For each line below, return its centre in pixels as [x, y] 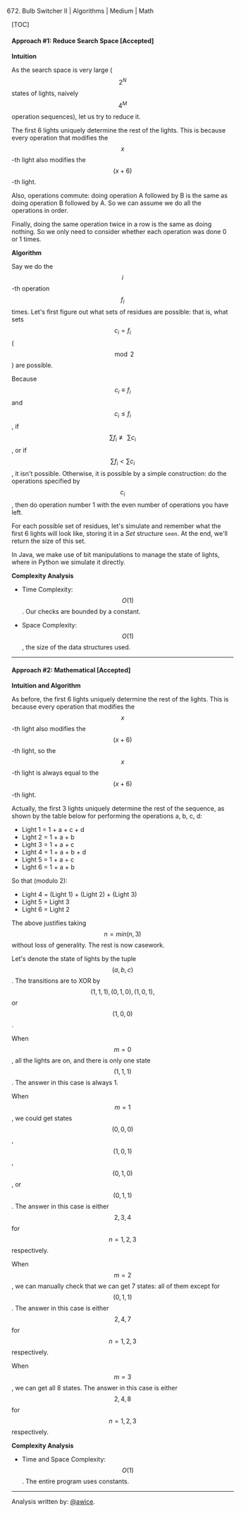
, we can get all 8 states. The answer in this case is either [95, 1388]
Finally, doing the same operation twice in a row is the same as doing [112, 224]
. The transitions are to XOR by [56, 981]
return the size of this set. [49, 541]
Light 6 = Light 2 [45, 909]
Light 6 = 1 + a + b [48, 867]
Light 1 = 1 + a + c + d [53, 830]
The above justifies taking [49, 923]
